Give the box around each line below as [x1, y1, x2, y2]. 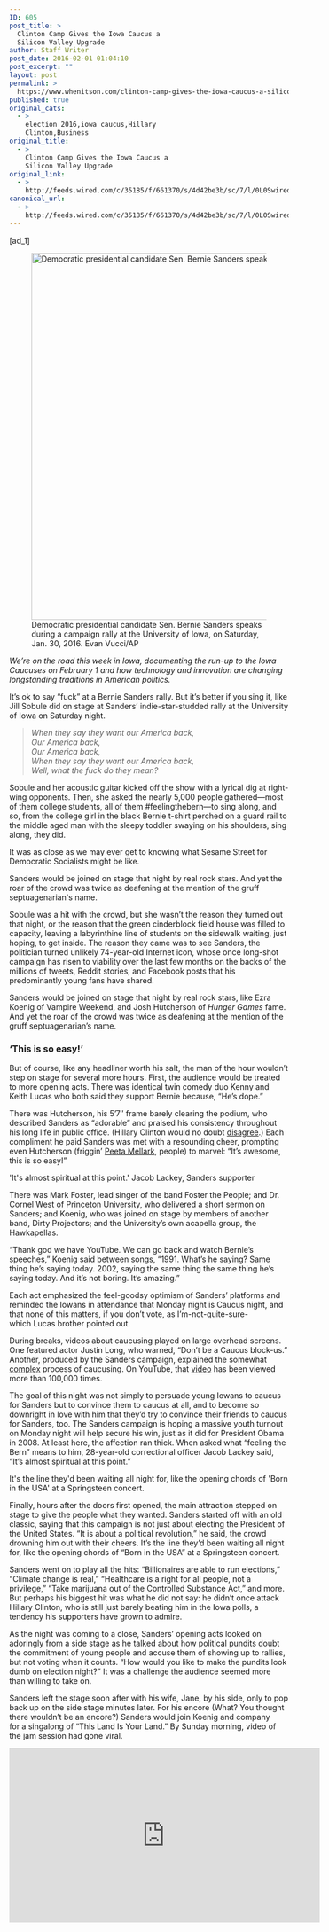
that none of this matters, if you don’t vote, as [9, 1309, 176, 1319]
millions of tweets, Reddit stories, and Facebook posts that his [9, 966, 237, 976]
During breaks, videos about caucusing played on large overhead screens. [9, 1335, 282, 1346]
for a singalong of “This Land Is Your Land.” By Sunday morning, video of [9, 1721, 277, 1732]
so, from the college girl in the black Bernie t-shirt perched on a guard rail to [9, 810, 287, 821]
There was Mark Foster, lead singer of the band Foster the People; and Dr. [9, 1189, 280, 1200]
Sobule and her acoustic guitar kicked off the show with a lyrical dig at [9, 782, 267, 793]
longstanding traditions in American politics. [9, 674, 171, 684]
